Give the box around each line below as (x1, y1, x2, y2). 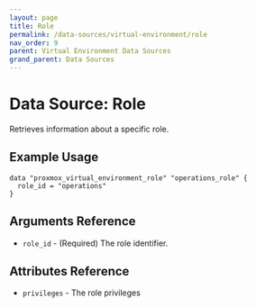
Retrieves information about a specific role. (9, 123, 169, 134)
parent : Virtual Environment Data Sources (9, 47, 171, 56)
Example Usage (9, 149, 99, 165)
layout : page (9, 13, 59, 23)
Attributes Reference (9, 263, 130, 279)
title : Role (9, 22, 54, 31)
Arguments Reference (9, 213, 137, 230)
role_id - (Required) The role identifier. (22, 238, 169, 248)
